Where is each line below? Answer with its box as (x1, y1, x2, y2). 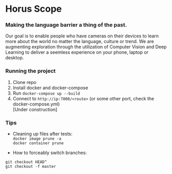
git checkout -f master (5, 164, 56, 169)
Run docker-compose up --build (12, 90, 81, 96)
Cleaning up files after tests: (12, 131, 73, 137)
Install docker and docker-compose (12, 84, 88, 91)
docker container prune (12, 141, 64, 146)
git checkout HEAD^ (5, 160, 47, 165)
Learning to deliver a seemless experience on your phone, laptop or (5, 49, 149, 55)
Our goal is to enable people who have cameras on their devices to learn (5, 33, 159, 39)
